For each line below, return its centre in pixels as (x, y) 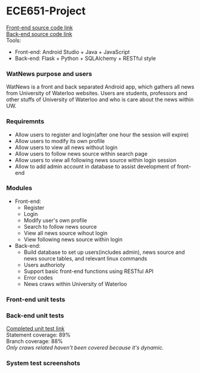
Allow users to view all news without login (66, 147)
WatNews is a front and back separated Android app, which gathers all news (100, 87)
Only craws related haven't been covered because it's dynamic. (85, 348)
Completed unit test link (35, 329)
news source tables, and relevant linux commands (85, 258)
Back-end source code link (39, 34)
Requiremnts (25, 122)
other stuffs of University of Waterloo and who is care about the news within (100, 99)
